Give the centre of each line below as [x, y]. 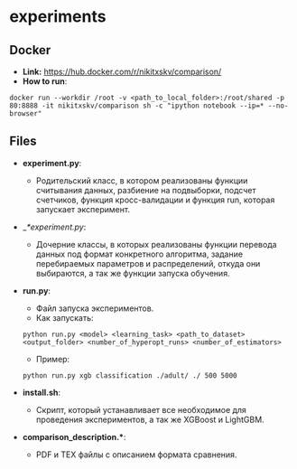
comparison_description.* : [74, 436]
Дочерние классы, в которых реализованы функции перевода [156, 244]
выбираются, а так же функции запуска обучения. [133, 273]
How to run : [45, 81]
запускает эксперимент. [83, 209]
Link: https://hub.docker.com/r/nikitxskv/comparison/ [122, 71]
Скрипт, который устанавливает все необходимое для [141, 409]
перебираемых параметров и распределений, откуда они [148, 263]
